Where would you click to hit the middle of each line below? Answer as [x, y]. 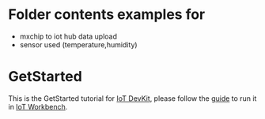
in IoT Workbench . [38, 106]
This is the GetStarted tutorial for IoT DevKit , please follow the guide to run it [132, 98]
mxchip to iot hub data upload [68, 36]
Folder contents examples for [107, 15]
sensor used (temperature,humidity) [78, 44]
